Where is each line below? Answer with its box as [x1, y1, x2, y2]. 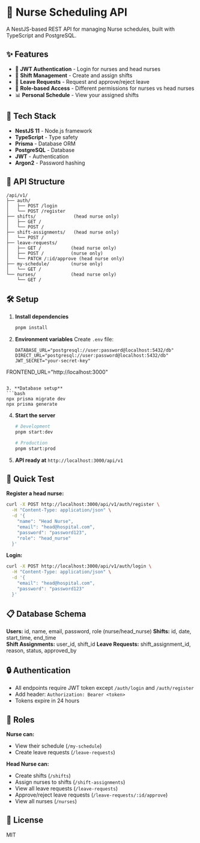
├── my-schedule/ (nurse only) [6, 261, 103, 267]
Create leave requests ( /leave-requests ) [14, 749, 115, 756]
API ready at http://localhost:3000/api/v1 [14, 456, 123, 464]
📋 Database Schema [6, 609, 86, 619]
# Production [14, 440, 48, 446]
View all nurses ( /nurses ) [14, 798, 77, 805]
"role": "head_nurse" [17, 535, 71, 541]
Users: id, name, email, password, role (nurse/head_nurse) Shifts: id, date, [6, 628, 192, 635]
